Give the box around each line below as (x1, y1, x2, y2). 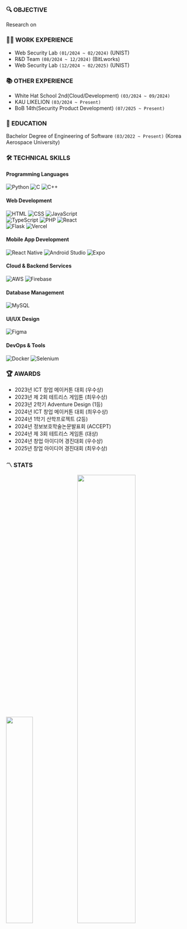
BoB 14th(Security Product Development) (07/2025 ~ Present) (14, 104, 165, 111)
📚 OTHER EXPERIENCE (6, 76, 74, 84)
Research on (6, 21, 37, 28)
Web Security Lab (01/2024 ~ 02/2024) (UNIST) (14, 49, 130, 56)
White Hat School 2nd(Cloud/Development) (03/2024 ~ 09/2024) (14, 92, 171, 99)
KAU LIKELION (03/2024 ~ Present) (14, 98, 101, 105)
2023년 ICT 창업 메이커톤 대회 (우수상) (14, 386, 103, 393)
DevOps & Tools (6, 341, 46, 348)
